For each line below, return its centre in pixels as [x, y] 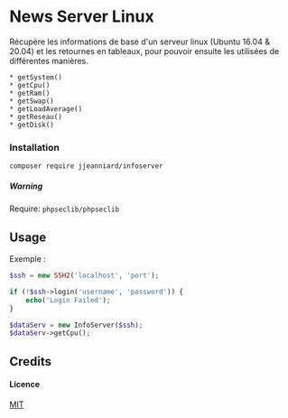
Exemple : [28, 259]
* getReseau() [36, 116]
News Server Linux [82, 17]
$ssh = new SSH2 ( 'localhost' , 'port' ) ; [84, 276]
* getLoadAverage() [46, 109]
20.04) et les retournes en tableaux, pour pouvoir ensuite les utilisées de [144, 51]
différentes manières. [49, 60]
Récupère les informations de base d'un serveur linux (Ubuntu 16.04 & [140, 42]
